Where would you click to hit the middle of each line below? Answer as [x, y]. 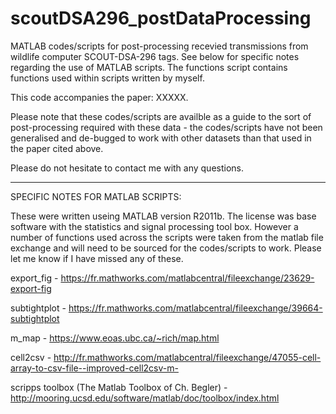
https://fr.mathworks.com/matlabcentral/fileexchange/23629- [187, 278]
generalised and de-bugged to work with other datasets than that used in [161, 138]
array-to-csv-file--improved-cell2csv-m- [94, 368]
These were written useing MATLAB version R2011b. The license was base [163, 216]
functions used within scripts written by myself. [107, 78]
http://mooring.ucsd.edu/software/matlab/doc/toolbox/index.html [145, 398]
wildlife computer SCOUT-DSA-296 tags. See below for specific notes [155, 56]
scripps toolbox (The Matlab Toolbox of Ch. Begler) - [119, 387]
